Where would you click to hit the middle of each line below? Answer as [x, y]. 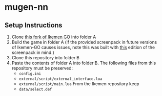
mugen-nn [26, 7]
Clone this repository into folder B [45, 58]
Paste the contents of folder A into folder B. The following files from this [84, 63]
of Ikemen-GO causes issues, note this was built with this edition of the [83, 47]
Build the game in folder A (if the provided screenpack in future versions [84, 42]
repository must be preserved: [42, 68]
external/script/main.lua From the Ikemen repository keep [79, 84]
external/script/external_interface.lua [61, 79]
